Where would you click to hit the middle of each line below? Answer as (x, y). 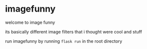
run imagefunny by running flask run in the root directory (64, 41)
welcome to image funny (30, 22)
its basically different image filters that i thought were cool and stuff (74, 32)
